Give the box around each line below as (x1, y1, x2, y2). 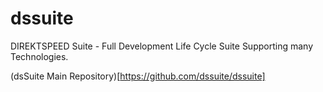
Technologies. (10, 50, 69, 62)
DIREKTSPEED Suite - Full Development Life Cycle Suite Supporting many (10, 40, 314, 52)
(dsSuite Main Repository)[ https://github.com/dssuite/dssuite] (10, 70, 266, 82)
